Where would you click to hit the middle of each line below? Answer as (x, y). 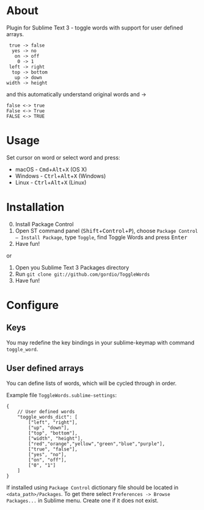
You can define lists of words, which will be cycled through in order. (92, 383)
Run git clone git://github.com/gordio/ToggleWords (82, 274)
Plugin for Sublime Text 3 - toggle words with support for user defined (95, 28)
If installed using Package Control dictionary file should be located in (93, 487)
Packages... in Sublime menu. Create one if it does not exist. (82, 500)
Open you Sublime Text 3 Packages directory (72, 267)
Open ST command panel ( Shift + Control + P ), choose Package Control (107, 230)
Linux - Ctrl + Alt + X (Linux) (51, 182)
